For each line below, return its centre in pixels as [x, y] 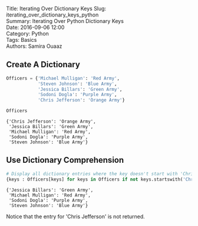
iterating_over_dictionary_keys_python [52, 15]
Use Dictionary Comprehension [65, 160]
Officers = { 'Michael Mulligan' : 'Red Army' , [63, 78]
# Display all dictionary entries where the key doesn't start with [92, 173]
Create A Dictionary [43, 65]
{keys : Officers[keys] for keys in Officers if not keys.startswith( [95, 179]
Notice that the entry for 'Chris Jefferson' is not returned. [76, 216]
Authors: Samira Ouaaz [34, 46]
